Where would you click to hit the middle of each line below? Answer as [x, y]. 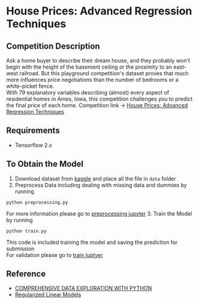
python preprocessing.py [37, 202]
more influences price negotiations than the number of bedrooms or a [92, 80]
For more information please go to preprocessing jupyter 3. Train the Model [99, 213]
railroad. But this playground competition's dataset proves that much [104, 73]
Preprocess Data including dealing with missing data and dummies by [101, 185]
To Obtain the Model [45, 164]
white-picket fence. [30, 86]
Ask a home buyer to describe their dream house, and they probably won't [98, 60]
